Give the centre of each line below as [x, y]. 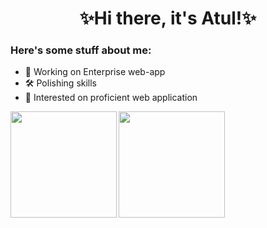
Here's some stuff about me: [81, 50]
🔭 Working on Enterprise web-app [95, 72]
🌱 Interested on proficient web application [111, 98]
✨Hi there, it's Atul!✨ [168, 18]
